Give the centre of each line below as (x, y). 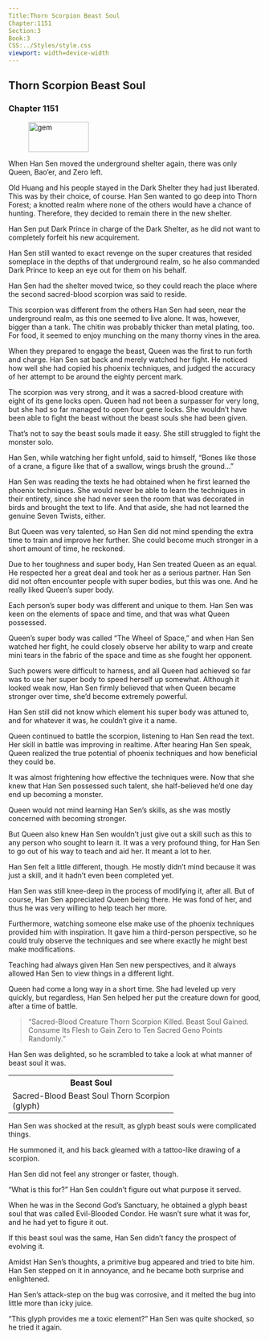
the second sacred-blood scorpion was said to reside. (98, 294)
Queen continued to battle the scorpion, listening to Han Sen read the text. (131, 736)
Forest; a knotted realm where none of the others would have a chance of (130, 204)
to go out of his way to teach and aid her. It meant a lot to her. (110, 851)
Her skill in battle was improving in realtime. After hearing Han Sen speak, (130, 744)
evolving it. (26, 1246)
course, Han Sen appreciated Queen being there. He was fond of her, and (130, 899)
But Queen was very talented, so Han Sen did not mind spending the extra (131, 531)
